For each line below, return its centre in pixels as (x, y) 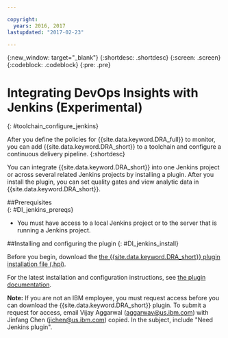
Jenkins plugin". (30, 327)
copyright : (23, 19)
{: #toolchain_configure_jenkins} (53, 126)
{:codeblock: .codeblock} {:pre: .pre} (59, 65)
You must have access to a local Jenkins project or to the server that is (117, 223)
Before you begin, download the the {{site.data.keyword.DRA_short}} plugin (114, 257)
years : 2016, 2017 (40, 26)
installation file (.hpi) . (37, 264)
